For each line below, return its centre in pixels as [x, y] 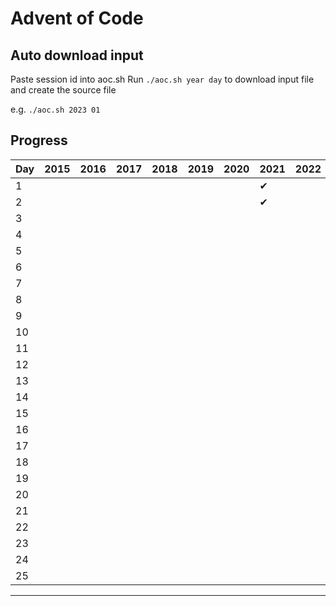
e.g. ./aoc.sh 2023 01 [55, 109]
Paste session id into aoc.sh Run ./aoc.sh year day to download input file [162, 79]
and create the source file [63, 90]
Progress [39, 140]
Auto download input [77, 55]
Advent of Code [77, 18]
